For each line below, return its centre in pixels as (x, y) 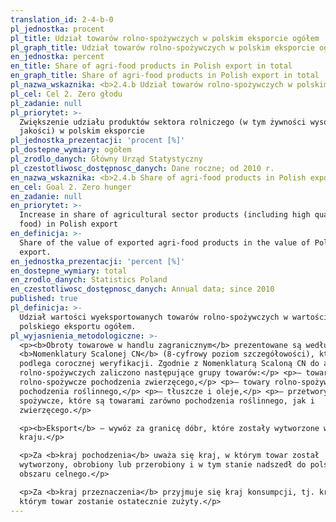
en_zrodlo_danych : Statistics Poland (89, 280)
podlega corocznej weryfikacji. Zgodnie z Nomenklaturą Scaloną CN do (169, 364)
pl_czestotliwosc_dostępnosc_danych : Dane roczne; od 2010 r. (142, 168)
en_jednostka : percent (57, 57)
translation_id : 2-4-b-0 (62, 19)
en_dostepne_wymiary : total (69, 271)
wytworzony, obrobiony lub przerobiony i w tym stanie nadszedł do (163, 465)
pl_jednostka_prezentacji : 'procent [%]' (98, 141)
